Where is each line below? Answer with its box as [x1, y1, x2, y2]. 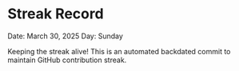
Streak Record [7, 5, 105, 23]
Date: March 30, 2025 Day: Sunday [7, 31, 123, 41]
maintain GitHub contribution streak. [7, 55, 127, 65]
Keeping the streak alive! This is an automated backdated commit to [7, 46, 231, 56]
